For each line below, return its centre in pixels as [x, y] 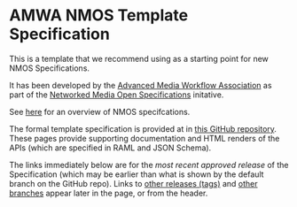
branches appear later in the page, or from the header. [109, 193]
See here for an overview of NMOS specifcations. [100, 111]
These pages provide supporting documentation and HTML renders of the [145, 138]
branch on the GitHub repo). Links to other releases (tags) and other [134, 183]
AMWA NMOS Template [99, 15]
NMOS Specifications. [50, 68]
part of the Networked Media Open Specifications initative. [117, 95]
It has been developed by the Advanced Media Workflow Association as [141, 85]
